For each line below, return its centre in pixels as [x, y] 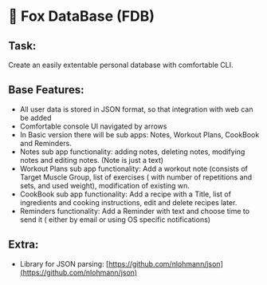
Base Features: [47, 90]
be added [35, 117]
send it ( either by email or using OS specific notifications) [115, 220]
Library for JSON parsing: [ [64, 263]
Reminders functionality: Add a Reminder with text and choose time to [134, 211]
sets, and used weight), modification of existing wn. [104, 185]
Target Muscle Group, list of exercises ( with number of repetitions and [136, 177]
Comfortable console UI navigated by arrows [93, 126]
